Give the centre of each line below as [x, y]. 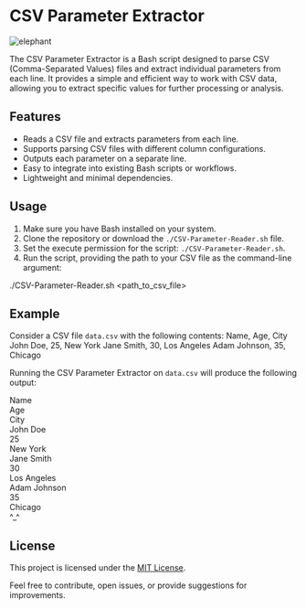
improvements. [37, 595]
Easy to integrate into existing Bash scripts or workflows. [130, 168]
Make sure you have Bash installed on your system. [119, 229]
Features [35, 117]
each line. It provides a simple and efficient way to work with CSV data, [143, 78]
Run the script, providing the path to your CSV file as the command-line [157, 258]
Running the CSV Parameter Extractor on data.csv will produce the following [153, 373]
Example [35, 313]
